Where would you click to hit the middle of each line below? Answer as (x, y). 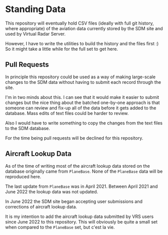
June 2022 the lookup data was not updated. (52, 191)
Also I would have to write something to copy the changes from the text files (84, 123)
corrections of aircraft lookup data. (41, 206)
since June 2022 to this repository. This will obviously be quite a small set (81, 221)
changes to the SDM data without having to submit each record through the (83, 82)
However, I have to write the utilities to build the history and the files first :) (82, 43)
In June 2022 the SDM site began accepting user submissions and (74, 201)
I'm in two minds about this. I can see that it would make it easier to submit (82, 97)
